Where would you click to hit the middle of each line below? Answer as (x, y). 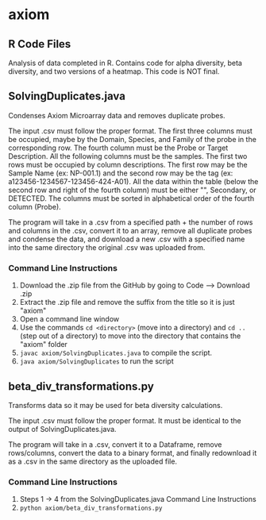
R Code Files (40, 44)
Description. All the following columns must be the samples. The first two (128, 156)
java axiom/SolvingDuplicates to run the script (97, 361)
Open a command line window (69, 319)
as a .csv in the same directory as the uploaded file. (93, 461)
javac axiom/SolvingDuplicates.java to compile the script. (116, 353)
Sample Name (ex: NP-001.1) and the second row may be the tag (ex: (121, 173)
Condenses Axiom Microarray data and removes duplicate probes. (117, 115)
